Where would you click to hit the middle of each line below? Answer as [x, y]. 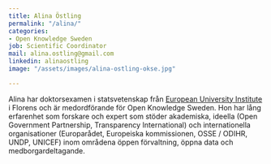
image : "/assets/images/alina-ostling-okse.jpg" [92, 69]
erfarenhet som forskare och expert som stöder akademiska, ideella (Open [133, 116]
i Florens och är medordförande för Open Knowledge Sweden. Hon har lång [135, 107]
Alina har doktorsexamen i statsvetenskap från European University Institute [135, 99]
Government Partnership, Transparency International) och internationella [130, 125]
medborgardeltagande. [47, 150]
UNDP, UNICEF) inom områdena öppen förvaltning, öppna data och [121, 142]
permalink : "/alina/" [45, 24]
